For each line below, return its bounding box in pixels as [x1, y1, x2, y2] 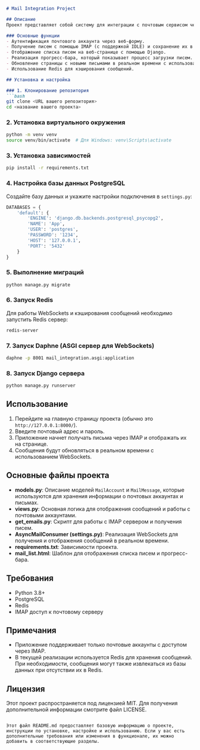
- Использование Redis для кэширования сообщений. [6, 66, 135, 72]
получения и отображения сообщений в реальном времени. [14, 537, 170, 544]
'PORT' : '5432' [27, 243, 65, 249]
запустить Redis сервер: [6, 316, 68, 323]
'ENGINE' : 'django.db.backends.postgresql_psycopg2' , [27, 215, 164, 221]
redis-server [6, 327, 39, 334]
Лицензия [6, 684, 45, 694]
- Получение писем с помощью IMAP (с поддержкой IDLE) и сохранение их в [6, 44, 193, 50]
